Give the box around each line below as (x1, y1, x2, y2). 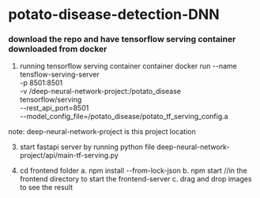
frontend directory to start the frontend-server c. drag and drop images (19, 174, 252, 184)
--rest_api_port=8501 (19, 103, 89, 113)
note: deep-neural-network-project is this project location (8, 127, 196, 136)
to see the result (19, 183, 73, 192)
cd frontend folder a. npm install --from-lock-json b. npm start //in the (19, 166, 247, 175)
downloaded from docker (8, 43, 107, 54)
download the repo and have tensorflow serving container (8, 34, 236, 45)
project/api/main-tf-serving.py (19, 151, 119, 160)
